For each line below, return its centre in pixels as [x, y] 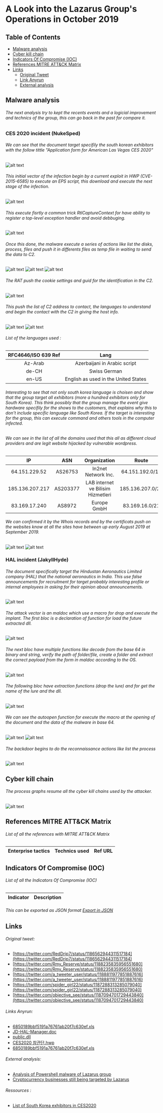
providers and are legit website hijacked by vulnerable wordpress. [71, 444]
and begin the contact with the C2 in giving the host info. [62, 312]
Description [48, 897]
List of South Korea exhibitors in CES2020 [54, 1105]
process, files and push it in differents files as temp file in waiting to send [78, 249]
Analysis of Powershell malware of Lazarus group [62, 1074]
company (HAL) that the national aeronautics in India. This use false [74, 576]
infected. [14, 423]
